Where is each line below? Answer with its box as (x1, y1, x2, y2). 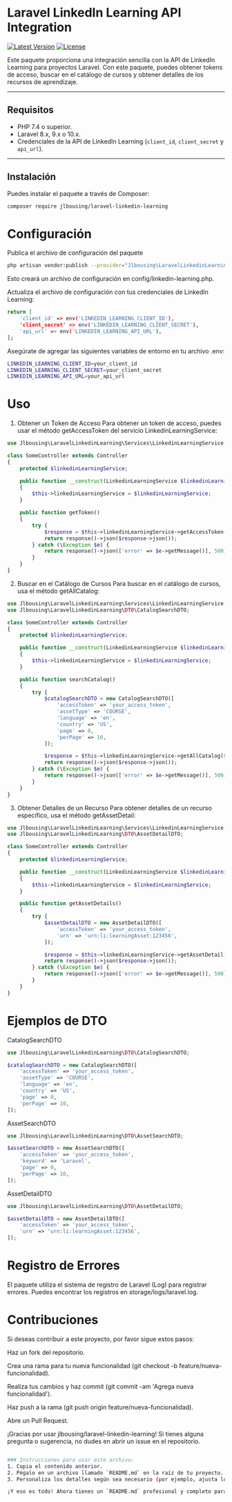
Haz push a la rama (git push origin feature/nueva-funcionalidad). (7, 1403, 193, 1411)
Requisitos (7, 104, 54, 116)
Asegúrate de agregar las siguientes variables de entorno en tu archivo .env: (7, 347, 225, 355)
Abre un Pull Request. (7, 1416, 69, 1425)
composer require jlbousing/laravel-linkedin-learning (7, 202, 168, 210)
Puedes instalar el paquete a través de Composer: (7, 189, 150, 197)
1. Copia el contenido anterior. (7, 1463, 104, 1470)
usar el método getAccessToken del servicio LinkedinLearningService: (17, 427, 217, 435)
